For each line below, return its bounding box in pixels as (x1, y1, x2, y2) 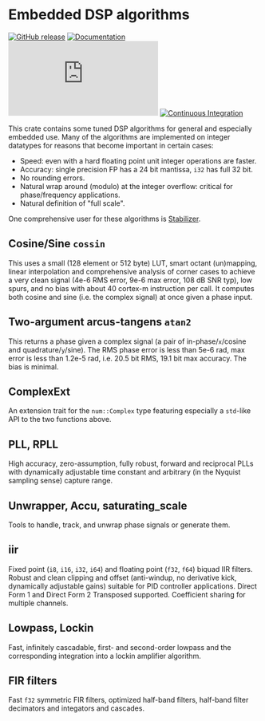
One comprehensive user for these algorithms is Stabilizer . (8, 214, 201, 223)
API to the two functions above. (8, 415, 112, 424)
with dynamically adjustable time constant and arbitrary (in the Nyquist (8, 467, 241, 477)
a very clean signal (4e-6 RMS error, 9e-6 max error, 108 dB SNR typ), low (8, 275, 253, 285)
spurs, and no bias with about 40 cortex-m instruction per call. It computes (8, 283, 255, 293)
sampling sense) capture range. (8, 476, 113, 486)
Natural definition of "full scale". (19, 198, 125, 208)
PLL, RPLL (8, 437, 58, 451)
